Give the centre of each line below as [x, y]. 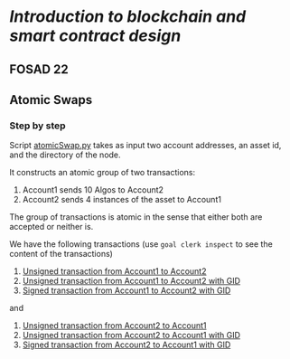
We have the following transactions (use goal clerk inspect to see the [141, 244]
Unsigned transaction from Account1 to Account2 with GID [131, 281]
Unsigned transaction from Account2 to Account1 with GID [131, 335]
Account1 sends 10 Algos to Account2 [93, 190]
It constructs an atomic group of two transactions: [103, 173]
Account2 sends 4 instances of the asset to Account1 [122, 200]
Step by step [37, 126]
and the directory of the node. [65, 155]
